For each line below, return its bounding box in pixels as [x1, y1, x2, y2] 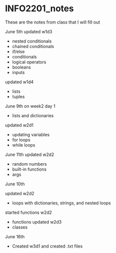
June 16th [5, 233, 25, 239]
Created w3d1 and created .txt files [12, 243, 83, 249]
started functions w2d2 [5, 209, 52, 215]
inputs [12, 69, 25, 75]
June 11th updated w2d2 [5, 152, 55, 157]
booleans [12, 64, 31, 70]
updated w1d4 [5, 79, 34, 85]
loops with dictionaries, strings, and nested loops [12, 200, 111, 206]
